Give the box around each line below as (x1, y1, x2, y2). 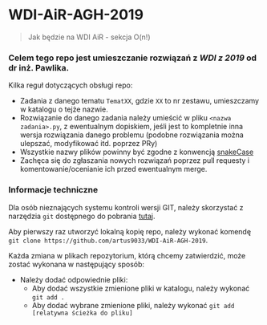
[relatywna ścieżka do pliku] (31, 309, 134, 317)
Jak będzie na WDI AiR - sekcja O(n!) (27, 32, 151, 42)
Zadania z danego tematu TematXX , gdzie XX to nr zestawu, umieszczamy (19, 96, 259, 106)
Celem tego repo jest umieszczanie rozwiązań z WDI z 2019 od (8, 52, 257, 63)
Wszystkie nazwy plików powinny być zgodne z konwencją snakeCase (19, 147, 254, 157)
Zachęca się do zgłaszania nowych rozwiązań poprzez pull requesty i (19, 156, 250, 165)
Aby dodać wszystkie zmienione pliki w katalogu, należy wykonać (31, 283, 250, 293)
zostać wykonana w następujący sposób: (8, 259, 145, 269)
